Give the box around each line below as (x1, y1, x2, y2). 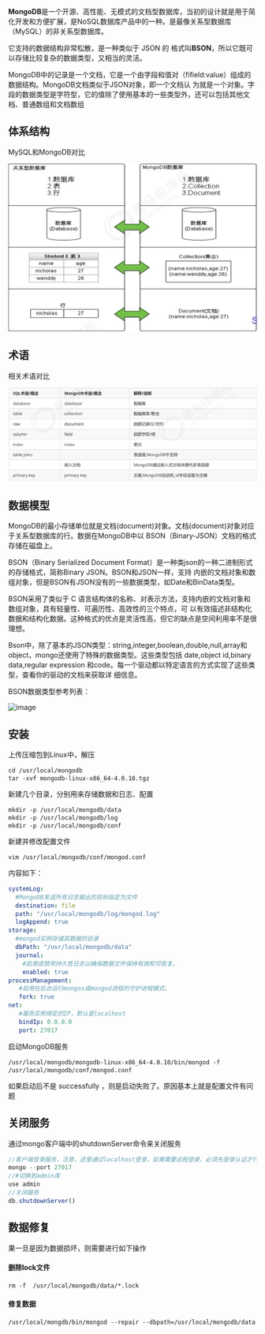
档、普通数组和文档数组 (8, 99, 84, 109)
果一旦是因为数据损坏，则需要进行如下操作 (8, 1243, 147, 1253)
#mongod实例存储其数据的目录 (15, 935, 99, 943)
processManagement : (8, 977, 73, 985)
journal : (15, 951, 44, 959)
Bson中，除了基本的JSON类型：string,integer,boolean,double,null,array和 (8, 641, 248, 650)
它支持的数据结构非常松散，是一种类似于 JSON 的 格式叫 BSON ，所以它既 (8, 43, 246, 53)
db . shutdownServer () (8, 1197, 77, 1205)
